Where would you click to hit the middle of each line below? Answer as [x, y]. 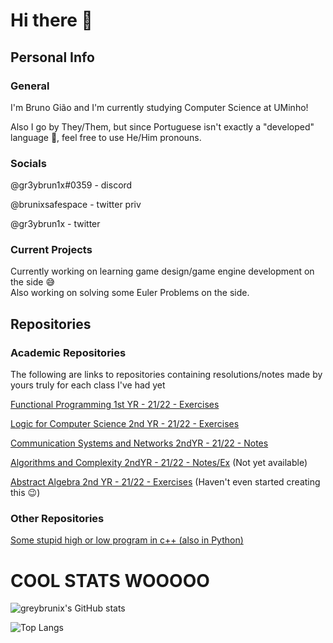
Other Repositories [57, 519]
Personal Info [52, 57]
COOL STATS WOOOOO [110, 580]
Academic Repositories [68, 352]
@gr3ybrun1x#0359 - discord [71, 185]
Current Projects [51, 250]
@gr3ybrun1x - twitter [55, 224]
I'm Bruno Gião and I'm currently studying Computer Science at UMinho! [159, 107]
